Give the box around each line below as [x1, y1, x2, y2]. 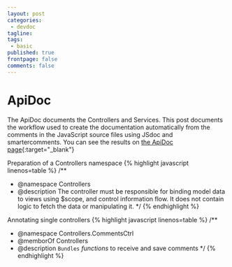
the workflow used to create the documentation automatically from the [7, 123, 211, 131]
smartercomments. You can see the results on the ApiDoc [7, 138, 173, 146]
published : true [7, 50, 55, 57]
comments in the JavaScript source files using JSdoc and [7, 130, 173, 138]
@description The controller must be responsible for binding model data [17, 187, 226, 196]
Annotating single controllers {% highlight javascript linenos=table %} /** [7, 215, 218, 224]
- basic [10, 43, 33, 50]
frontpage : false [7, 56, 58, 63]
